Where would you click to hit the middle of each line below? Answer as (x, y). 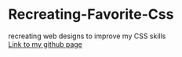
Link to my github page (45, 44)
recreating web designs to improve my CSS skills (87, 36)
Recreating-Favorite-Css (91, 14)
